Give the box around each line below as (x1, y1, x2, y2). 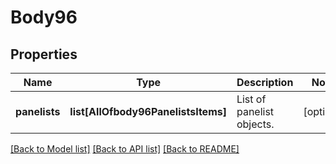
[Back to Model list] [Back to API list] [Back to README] (10, 143, 240, 155)
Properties (10, 46, 78, 63)
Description (236, 76, 294, 89)
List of (236, 92, 267, 106)
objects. (236, 117, 275, 131)
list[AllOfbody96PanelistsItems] (69, 105, 227, 118)
